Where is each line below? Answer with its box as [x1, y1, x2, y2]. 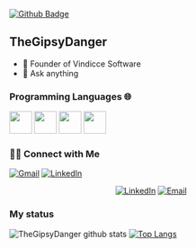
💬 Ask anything [22, 67, 79, 78]
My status [9, 208, 55, 220]
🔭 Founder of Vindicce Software [22, 58, 141, 69]
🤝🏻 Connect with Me [9, 148, 101, 161]
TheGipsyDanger [9, 34, 108, 49]
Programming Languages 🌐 [9, 90, 132, 102]
